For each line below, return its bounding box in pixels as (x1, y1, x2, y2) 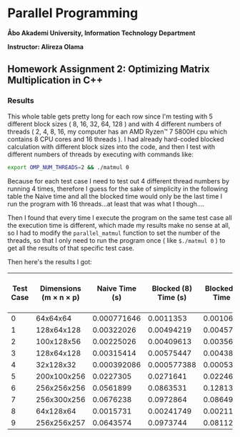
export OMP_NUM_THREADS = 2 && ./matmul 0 (7, 164, 130, 171)
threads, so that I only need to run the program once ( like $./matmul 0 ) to (7, 236, 226, 244)
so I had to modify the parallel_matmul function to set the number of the (7, 228, 221, 237)
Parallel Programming (7, 5, 139, 21)
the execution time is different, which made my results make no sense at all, (7, 221, 231, 229)
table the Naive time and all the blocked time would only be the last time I (7, 191, 223, 201)
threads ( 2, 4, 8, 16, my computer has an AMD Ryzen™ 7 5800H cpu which (7, 127, 227, 136)
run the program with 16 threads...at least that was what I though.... (7, 199, 205, 208)
